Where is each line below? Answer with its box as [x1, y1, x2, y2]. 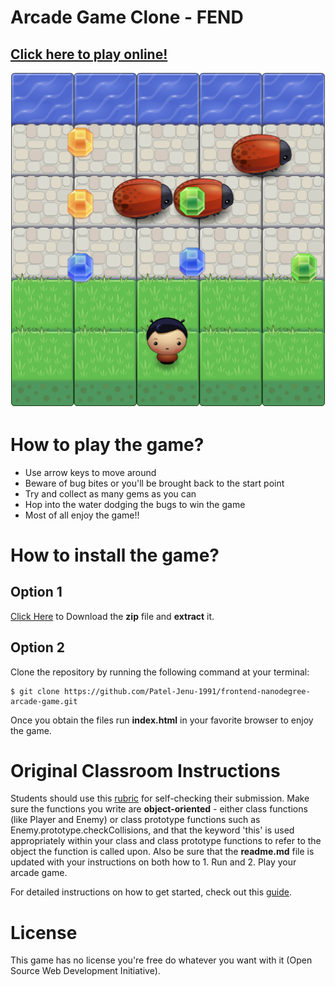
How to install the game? [10, 544, 220, 566]
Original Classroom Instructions [10, 759, 281, 782]
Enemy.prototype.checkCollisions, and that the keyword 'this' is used [10, 824, 295, 836]
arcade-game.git [10, 696, 78, 706]
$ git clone [10, 686, 60, 696]
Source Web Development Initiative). [10, 965, 161, 977]
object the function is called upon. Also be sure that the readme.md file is [10, 846, 315, 858]
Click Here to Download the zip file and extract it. [10, 610, 215, 622]
